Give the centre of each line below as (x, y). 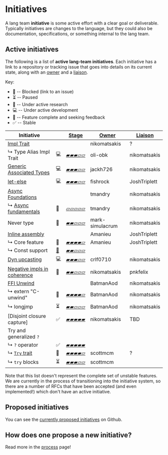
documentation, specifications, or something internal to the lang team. (77, 34)
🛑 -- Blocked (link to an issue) (43, 92)
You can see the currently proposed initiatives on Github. (64, 419)
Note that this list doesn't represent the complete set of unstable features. (81, 375)
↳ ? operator (23, 345)
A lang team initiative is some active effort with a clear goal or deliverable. (82, 23)
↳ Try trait (20, 353)
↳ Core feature (26, 242)
